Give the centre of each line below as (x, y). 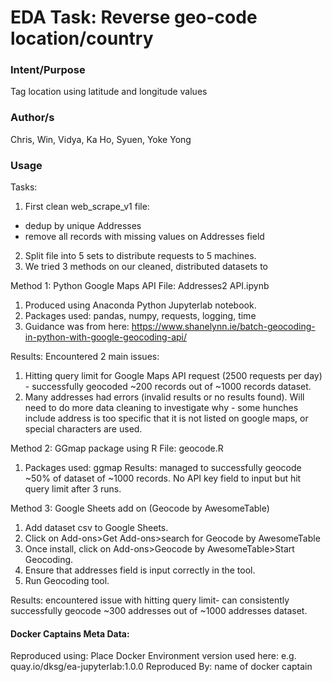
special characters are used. (83, 429)
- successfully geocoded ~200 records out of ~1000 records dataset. (168, 387)
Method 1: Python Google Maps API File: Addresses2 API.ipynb (140, 286)
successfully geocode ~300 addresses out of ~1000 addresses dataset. (159, 611)
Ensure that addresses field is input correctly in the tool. (140, 570)
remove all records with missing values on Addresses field (144, 237)
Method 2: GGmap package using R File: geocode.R (117, 448)
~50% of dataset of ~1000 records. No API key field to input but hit (163, 478)
